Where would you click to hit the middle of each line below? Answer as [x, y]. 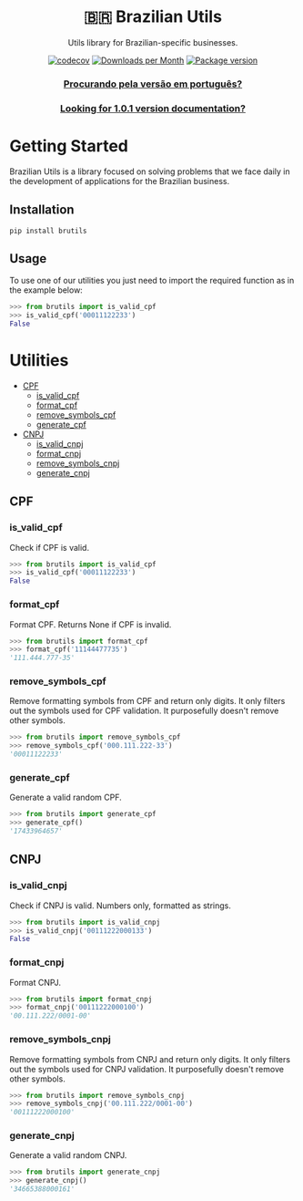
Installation [42, 210]
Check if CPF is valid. [49, 547]
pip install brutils [49, 231]
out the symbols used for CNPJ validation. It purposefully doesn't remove [147, 1069]
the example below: [46, 290]
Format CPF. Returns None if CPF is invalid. [91, 624]
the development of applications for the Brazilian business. [120, 181]
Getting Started [69, 145]
